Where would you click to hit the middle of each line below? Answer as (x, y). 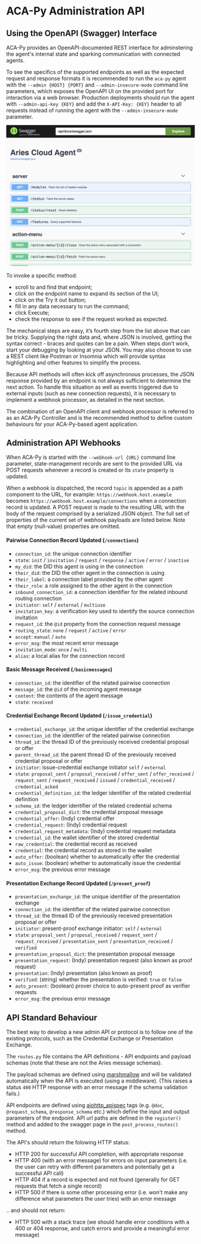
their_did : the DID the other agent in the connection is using (89, 572)
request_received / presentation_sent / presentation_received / (94, 941)
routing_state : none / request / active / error (71, 630)
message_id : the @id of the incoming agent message (78, 689)
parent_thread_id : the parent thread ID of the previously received (95, 754)
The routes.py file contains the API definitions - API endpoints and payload (99, 1056)
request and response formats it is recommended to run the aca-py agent (96, 78)
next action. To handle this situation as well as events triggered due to (92, 387)
